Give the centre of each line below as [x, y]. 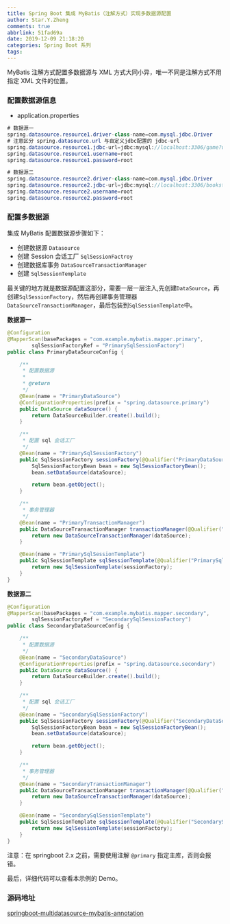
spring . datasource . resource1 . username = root [70, 154]
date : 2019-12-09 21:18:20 [46, 39]
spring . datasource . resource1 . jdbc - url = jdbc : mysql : [81, 147]
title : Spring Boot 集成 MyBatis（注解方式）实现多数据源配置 [89, 13]
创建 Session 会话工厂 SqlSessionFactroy [75, 256]
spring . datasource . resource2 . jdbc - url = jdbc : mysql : [81, 185]
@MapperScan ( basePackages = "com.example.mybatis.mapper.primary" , [105, 339]
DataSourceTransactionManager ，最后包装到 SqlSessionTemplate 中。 [102, 305]
